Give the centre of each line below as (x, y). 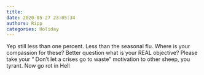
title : (15, 12)
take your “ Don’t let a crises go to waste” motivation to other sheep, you (98, 59)
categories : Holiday (33, 29)
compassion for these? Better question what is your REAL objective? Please (102, 53)
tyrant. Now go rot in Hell (38, 66)
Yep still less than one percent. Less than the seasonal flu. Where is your (98, 46)
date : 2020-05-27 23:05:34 (41, 18)
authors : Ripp (25, 23)
